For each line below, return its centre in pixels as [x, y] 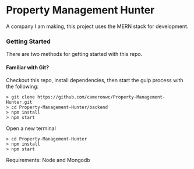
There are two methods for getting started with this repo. [74, 54]
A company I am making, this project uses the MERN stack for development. [97, 26]
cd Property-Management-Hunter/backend [60, 108]
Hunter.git [19, 103]
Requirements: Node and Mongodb [48, 160]
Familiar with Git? [28, 67]
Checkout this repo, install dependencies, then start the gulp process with [95, 80]
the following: [22, 87]
